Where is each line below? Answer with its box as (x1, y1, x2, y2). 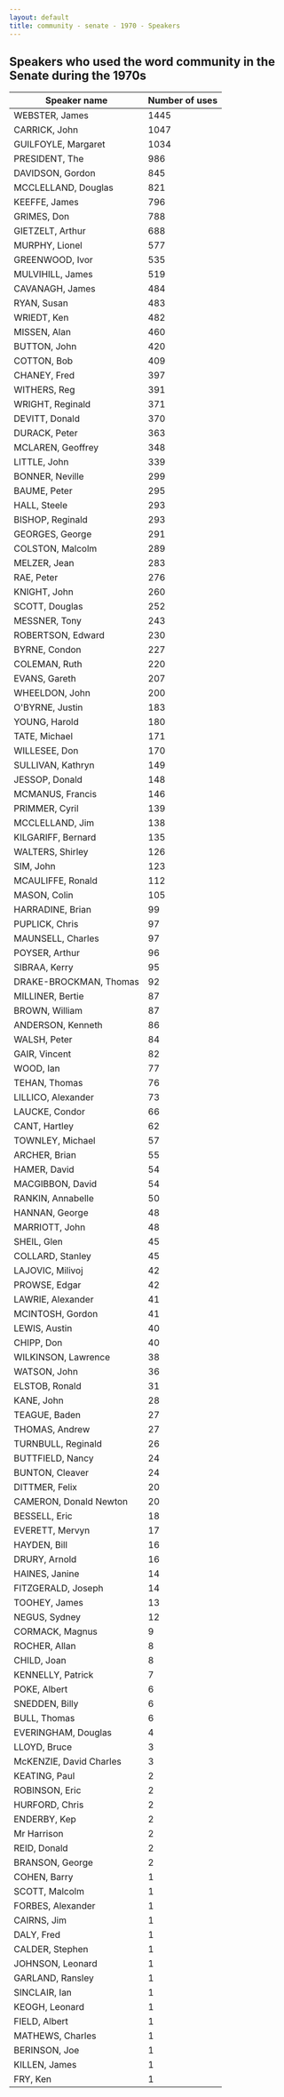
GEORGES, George (13, 528, 92, 540)
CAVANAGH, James (13, 283, 96, 295)
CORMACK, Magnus (13, 1625, 98, 1638)
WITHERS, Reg (13, 384, 75, 396)
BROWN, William (13, 1005, 83, 1017)
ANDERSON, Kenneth (13, 1019, 104, 1032)
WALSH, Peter (13, 1033, 73, 1046)
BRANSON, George (13, 1856, 93, 1869)
